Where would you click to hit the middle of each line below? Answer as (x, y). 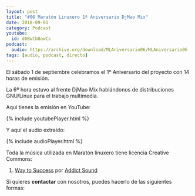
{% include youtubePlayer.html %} (48, 119)
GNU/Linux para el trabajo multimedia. (52, 96)
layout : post (22, 11)
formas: (16, 188)
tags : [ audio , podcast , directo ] (47, 55)
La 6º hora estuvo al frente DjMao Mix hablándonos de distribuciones (90, 89)
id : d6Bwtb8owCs (31, 39)
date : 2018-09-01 (27, 22)
